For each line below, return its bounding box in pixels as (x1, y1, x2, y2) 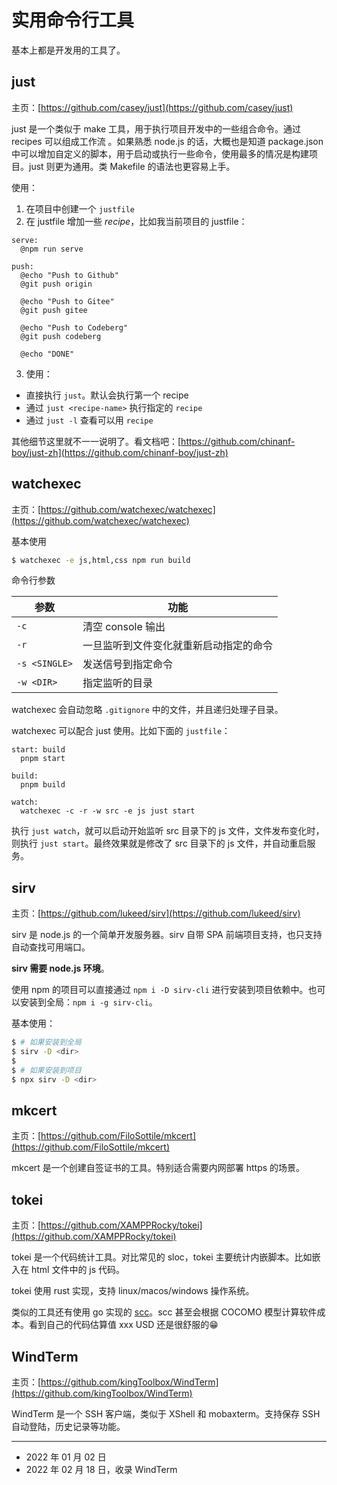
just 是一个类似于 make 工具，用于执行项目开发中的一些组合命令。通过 (11, 122, 302, 135)
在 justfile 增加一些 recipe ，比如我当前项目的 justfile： (25, 215, 248, 227)
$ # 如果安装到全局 (11, 1037, 82, 1048)
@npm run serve (20, 244, 84, 254)
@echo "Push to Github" (20, 270, 119, 280)
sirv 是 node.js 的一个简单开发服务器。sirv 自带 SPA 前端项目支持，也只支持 (11, 929, 323, 941)
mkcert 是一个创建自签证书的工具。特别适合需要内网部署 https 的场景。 (11, 1162, 306, 1174)
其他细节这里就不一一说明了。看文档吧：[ (11, 435, 182, 447)
